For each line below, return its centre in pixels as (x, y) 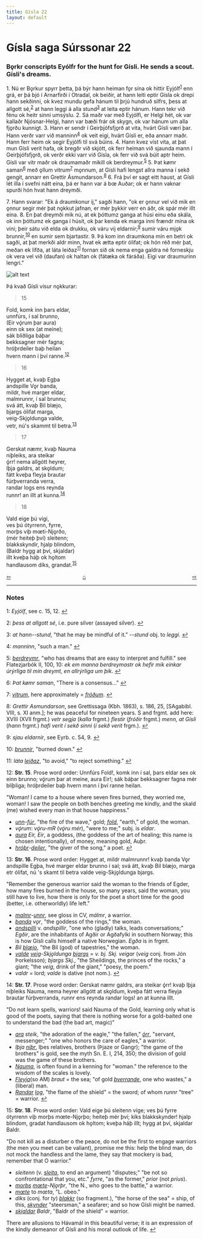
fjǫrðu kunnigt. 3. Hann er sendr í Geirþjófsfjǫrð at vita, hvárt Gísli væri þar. (99, 128)
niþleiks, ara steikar (31, 455)
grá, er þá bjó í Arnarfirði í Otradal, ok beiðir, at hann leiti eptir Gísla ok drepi (100, 95)
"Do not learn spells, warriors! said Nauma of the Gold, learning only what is (101, 1009)
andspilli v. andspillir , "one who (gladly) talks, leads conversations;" (99, 928)
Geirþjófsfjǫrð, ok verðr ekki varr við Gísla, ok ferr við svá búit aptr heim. (96, 155)
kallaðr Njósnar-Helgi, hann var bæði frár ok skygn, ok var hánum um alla (97, 121)
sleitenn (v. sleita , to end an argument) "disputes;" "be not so (91, 1172)
